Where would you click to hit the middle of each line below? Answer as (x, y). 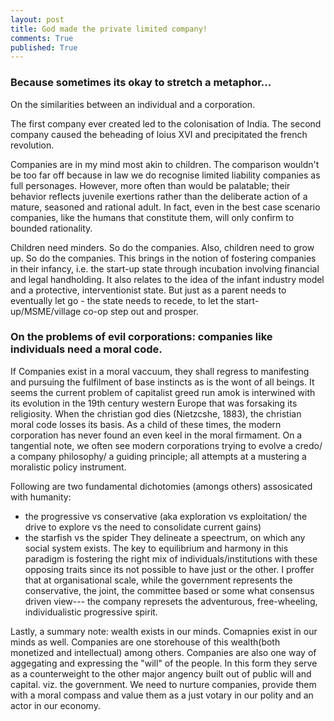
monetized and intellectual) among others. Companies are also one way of (163, 652)
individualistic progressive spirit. (91, 612)
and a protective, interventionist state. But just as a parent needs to (148, 290)
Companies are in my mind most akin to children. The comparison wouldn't (165, 164)
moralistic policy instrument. (68, 467)
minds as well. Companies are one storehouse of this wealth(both (145, 642)
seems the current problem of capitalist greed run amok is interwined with (163, 392)
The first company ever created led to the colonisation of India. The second (166, 123)
